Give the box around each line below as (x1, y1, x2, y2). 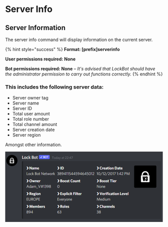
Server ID (12, 105, 32, 111)
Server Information (5, 23, 66, 32)
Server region (12, 132, 41, 138)
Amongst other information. (5, 141, 62, 148)
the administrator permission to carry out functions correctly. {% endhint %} (5, 71, 163, 77)
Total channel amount (12, 121, 57, 127)
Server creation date (12, 126, 55, 133)
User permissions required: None (5, 56, 76, 62)
